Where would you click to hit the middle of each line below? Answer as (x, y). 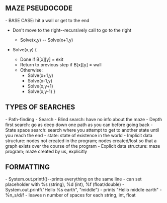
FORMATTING (28, 167)
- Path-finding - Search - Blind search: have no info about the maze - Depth (84, 119)
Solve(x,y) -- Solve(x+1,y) (47, 40)
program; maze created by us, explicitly (46, 151)
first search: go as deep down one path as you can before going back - (79, 125)
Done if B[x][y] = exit (42, 59)
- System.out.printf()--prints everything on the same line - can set (73, 179)
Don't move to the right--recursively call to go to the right (72, 30)
